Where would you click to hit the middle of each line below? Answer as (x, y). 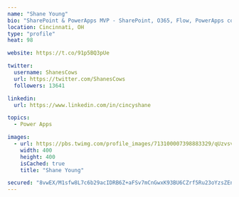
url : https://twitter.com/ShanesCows (70, 79)
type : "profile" (31, 34)
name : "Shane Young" (38, 14)
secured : (20, 183)
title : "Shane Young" (52, 170)
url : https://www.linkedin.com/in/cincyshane (83, 105)
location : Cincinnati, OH (46, 27)
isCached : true (43, 164)
